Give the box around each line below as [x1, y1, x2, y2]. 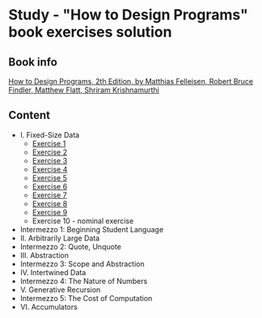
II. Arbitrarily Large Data [19, 233, 100, 243]
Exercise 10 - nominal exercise [32, 216, 134, 226]
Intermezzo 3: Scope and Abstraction [19, 259, 146, 269]
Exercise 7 [32, 190, 67, 200]
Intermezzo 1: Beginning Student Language [19, 224, 164, 234]
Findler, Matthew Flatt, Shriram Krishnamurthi [8, 85, 159, 95]
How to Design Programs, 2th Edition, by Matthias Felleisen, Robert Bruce [8, 77, 254, 86]
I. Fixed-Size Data [19, 129, 80, 139]
